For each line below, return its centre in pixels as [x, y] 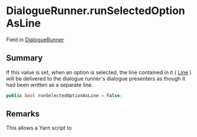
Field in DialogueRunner [35, 39]
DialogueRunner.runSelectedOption [96, 11]
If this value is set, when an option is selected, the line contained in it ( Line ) [99, 72]
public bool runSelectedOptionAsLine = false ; [64, 95]
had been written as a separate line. [50, 85]
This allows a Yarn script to [39, 128]
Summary [24, 58]
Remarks [23, 114]
